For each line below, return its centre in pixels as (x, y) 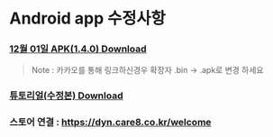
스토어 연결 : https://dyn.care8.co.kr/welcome (110, 123)
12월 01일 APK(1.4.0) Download (78, 49)
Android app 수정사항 (87, 18)
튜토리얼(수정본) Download (66, 96)
